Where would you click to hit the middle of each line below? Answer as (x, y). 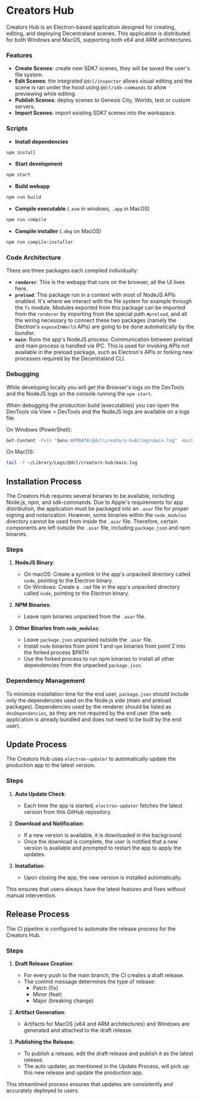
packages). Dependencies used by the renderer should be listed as (89, 706)
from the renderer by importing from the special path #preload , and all (101, 314)
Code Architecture (34, 257)
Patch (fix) (45, 988)
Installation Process (44, 481)
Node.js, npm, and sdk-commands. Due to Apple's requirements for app (95, 502)
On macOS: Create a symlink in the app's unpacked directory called (107, 574)
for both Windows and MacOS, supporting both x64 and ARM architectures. (99, 40)
